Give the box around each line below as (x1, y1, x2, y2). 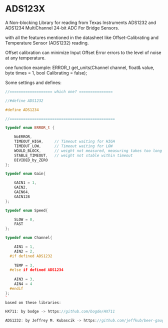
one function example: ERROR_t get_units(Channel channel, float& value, (5, 64, 155, 70)
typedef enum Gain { (5, 171, 46, 176)
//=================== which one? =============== (5, 89, 113, 94)
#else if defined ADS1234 (9, 267, 64, 272)
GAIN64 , (14, 189, 30, 195)
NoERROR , (14, 134, 32, 139)
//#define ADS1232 (5, 98, 43, 103)
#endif (9, 286, 23, 291)
